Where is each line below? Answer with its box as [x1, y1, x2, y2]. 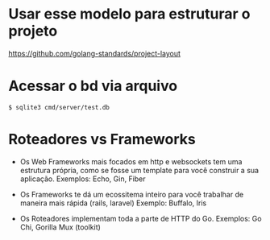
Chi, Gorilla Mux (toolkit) [19, 222, 101, 232]
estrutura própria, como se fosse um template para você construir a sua [19, 165, 260, 175]
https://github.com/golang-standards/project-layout [8, 48, 181, 58]
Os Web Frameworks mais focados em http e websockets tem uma [19, 156, 243, 166]
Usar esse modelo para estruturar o [8, 5, 251, 23]
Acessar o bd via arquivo [8, 77, 178, 95]
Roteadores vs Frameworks [8, 130, 196, 149]
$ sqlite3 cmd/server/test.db [8, 103, 110, 111]
